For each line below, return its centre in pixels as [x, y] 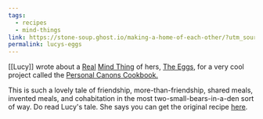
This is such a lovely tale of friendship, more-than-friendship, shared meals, [130, 90]
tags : [17, 15]
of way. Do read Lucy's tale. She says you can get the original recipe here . [128, 107]
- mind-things [38, 30]
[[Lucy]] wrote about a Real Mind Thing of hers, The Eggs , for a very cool [126, 67]
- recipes [31, 23]
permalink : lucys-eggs [45, 45]
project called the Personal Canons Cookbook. [83, 75]
